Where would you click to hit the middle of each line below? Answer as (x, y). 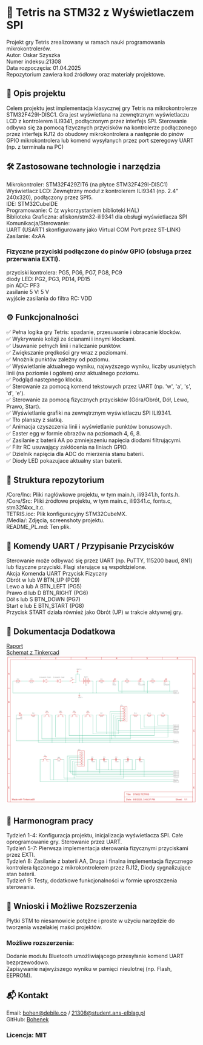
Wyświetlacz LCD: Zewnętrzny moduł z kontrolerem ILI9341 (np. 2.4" (92, 191)
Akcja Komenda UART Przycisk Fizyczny (57, 574)
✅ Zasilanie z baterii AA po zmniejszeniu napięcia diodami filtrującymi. (94, 440)
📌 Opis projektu (36, 94)
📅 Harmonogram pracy (50, 821)
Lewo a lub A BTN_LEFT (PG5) (44, 587)
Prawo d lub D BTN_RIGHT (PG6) (48, 593)
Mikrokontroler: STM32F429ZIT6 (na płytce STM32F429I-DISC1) (87, 184)
